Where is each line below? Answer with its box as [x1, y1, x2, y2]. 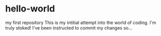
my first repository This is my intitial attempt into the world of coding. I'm [5, 19, 156, 25]
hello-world [5, 3, 56, 14]
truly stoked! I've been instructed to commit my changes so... [5, 24, 133, 30]
